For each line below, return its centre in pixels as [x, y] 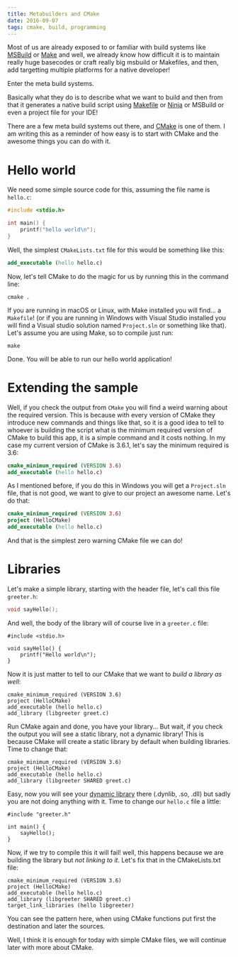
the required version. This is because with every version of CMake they [112, 415]
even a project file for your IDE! [52, 113]
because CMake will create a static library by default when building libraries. [119, 741]
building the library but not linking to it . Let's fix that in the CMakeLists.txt [114, 860]
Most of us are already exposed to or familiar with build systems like [107, 48]
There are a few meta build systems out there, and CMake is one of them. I [116, 126]
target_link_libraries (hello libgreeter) [71, 905]
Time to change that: [38, 749]
